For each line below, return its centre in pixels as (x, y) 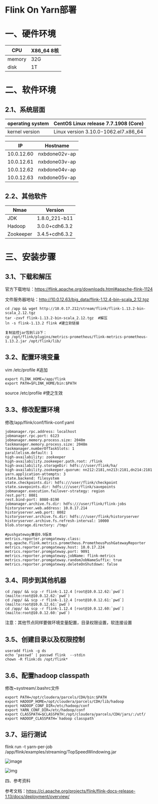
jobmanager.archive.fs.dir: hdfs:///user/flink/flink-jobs (66, 504)
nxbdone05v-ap (57, 178)
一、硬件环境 (31, 34)
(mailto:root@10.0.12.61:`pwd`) (37, 605)
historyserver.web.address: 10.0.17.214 (46, 508)
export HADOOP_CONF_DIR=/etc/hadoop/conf (47, 706)
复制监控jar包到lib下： (26, 333)
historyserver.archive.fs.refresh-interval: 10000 (57, 521)
